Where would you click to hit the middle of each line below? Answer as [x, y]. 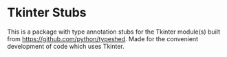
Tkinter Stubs [47, 13]
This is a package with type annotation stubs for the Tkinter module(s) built [113, 32]
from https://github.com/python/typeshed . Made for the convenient [102, 38]
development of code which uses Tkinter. [66, 46]
